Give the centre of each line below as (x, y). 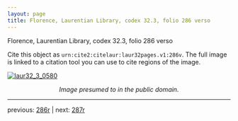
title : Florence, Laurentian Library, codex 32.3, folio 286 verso (109, 21)
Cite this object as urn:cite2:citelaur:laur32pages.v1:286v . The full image (117, 54)
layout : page (27, 14)
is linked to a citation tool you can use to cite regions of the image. (104, 62)
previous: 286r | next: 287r (46, 110)
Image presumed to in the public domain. (119, 89)
